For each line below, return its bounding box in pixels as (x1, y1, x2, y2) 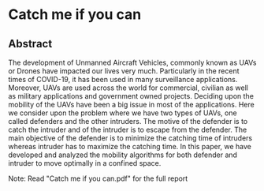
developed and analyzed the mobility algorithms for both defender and (8, 150, 238, 159)
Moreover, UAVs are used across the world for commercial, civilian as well (8, 83, 248, 92)
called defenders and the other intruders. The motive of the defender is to (8, 117, 248, 125)
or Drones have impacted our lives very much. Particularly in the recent (8, 66, 240, 76)
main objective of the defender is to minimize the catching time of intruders (8, 133, 253, 143)
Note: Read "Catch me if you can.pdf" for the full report (8, 174, 188, 183)
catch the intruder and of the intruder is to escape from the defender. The (8, 125, 247, 134)
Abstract (8, 37, 53, 51)
